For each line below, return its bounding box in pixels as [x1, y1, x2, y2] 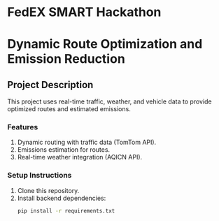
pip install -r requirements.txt [17, 207, 115, 214]
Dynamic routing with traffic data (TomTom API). [17, 138, 157, 147]
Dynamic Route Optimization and [7, 36, 203, 52]
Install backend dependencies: [17, 194, 106, 202]
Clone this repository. [17, 186, 80, 194]
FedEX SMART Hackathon [7, 4, 162, 20]
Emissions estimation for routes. [17, 145, 111, 154]
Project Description [7, 78, 94, 91]
